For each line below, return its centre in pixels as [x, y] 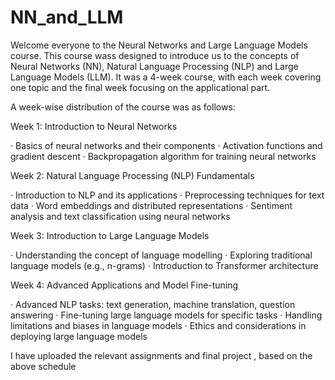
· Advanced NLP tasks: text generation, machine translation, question [153, 304]
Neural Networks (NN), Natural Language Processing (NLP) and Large [154, 66]
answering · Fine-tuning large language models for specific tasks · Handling [166, 315]
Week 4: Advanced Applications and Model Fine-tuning [124, 285]
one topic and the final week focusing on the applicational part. [140, 87]
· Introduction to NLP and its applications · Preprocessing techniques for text [167, 195]
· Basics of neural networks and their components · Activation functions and [166, 145]
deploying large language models [79, 336]
